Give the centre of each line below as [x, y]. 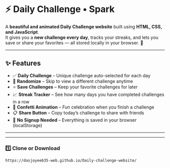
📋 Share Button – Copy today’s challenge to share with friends [78, 113]
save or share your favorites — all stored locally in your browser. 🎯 [74, 42]
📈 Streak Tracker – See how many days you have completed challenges [88, 94]
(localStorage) [27, 125]
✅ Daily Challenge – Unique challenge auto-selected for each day [81, 75]
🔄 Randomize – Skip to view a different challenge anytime [73, 81]
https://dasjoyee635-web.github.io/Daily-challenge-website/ [71, 161]
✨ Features [23, 63]
